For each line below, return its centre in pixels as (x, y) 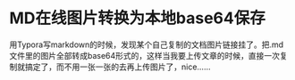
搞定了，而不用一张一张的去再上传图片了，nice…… (118, 67)
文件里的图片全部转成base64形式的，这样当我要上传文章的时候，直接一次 (144, 55)
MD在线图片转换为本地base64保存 (137, 18)
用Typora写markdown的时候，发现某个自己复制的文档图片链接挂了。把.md (147, 44)
